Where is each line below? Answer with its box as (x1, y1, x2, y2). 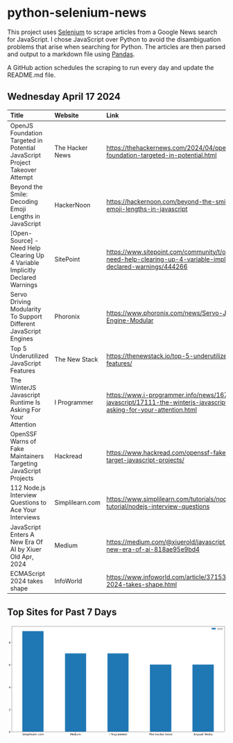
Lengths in (10, 212, 40, 220)
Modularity (10, 305, 42, 314)
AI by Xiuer (10, 545, 42, 553)
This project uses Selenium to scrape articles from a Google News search (7, 28, 218, 36)
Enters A (10, 530, 35, 538)
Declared (10, 273, 37, 282)
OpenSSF (10, 430, 37, 438)
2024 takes (10, 577, 44, 585)
